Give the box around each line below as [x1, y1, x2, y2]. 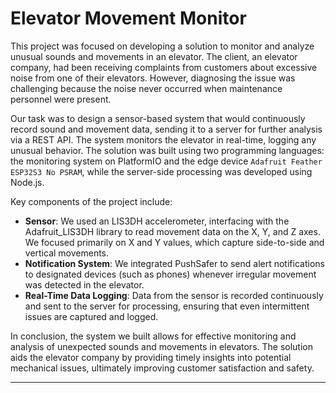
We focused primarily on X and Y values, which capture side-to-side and [24, 236, 325, 248]
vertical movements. [24, 247, 110, 259]
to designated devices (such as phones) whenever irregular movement [24, 268, 317, 280]
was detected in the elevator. [24, 278, 145, 291]
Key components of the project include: [10, 195, 173, 207]
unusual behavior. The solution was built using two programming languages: [10, 144, 325, 156]
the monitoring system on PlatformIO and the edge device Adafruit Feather [10, 155, 323, 167]
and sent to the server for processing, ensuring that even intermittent [24, 300, 310, 312]
